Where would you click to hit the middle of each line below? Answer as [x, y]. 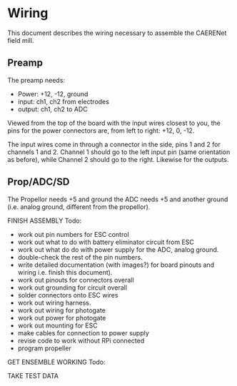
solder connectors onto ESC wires [68, 295]
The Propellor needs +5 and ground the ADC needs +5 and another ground [118, 199]
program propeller [44, 348]
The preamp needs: [36, 80]
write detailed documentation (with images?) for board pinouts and [116, 265]
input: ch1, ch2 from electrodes [63, 101]
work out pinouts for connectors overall [76, 280]
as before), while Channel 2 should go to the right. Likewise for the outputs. [118, 159]
